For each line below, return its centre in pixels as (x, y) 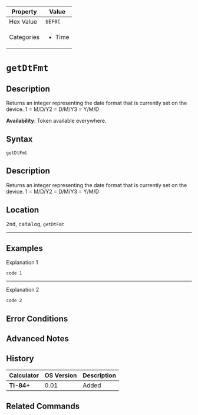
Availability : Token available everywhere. (56, 121)
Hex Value (23, 22)
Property (24, 12)
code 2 (14, 300)
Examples (24, 248)
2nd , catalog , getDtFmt (35, 224)
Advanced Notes (38, 339)
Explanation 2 (23, 290)
